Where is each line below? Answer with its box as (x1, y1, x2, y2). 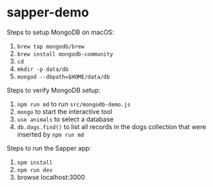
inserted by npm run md (16, 130, 85, 138)
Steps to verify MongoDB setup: (6, 86, 101, 94)
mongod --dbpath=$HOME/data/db (16, 73, 110, 81)
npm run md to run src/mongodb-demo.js (16, 99, 131, 108)
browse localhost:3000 (16, 173, 85, 181)
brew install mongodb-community (16, 51, 113, 58)
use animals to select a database (16, 115, 114, 123)
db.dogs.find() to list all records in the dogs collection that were (16, 122, 207, 131)
